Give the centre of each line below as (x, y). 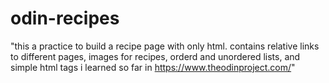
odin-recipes (65, 18)
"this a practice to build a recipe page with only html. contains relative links (165, 46)
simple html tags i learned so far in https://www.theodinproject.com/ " (153, 67)
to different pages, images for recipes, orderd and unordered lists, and (155, 56)
